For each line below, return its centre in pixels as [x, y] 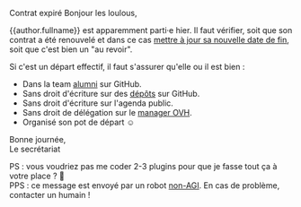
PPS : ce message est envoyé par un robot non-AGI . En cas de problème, [145, 185]
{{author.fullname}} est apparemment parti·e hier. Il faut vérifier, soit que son [151, 30]
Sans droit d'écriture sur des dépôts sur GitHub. [111, 94]
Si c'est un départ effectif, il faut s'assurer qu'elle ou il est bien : [127, 67]
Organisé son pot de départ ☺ [78, 122]
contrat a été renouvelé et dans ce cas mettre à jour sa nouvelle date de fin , [150, 40]
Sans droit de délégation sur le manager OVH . [107, 112]
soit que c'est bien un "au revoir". [71, 49]
